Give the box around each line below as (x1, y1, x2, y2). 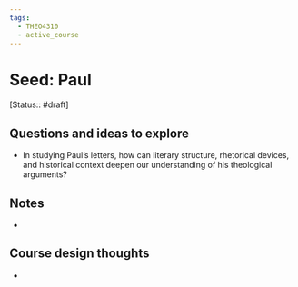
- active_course (17, 30, 79, 39)
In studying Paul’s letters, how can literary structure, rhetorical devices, (22, 150, 290, 161)
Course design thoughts (9, 246, 150, 262)
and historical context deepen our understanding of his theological (22, 160, 273, 171)
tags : (9, 13, 30, 23)
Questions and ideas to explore (9, 125, 189, 141)
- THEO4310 (17, 22, 59, 31)
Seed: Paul (9, 69, 93, 90)
